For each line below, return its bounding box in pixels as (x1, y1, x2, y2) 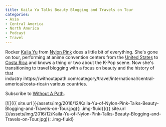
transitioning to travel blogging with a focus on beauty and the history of (5, 64, 154, 70)
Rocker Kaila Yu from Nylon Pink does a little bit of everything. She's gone (5, 48, 158, 55)
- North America (5, 26, 39, 31)
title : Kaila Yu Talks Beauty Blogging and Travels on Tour (5, 7, 134, 12)
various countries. (50, 80, 88, 86)
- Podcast (5, 30, 26, 35)
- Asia (5, 16, 19, 21)
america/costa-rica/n (5, 80, 49, 86)
